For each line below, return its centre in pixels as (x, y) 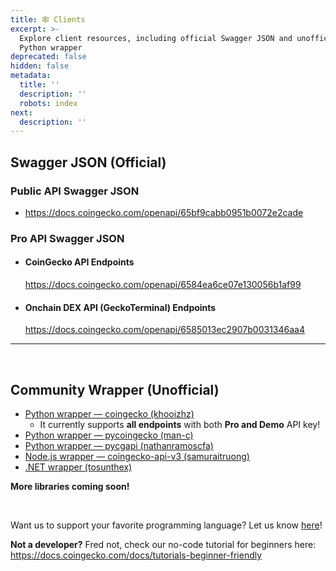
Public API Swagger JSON (75, 191)
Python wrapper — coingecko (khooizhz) (109, 414)
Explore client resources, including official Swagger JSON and (156, 38)
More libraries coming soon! (70, 487)
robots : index (48, 103)
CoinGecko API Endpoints (79, 262)
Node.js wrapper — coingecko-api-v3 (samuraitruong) (137, 457)
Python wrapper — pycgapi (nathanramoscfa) (119, 446)
